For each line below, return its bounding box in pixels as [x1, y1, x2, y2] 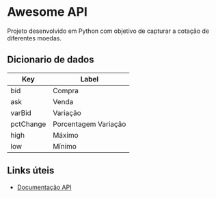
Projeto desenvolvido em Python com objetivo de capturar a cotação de [7, 27, 210, 35]
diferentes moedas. [7, 34, 62, 42]
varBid [10, 108, 32, 117]
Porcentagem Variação [52, 119, 126, 129]
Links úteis [7, 165, 55, 177]
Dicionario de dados [7, 54, 94, 66]
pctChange [10, 119, 46, 129]
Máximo [52, 130, 79, 140]
